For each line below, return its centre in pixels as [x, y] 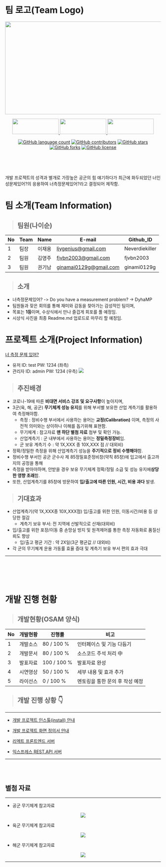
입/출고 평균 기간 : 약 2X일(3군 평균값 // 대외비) [65, 542]
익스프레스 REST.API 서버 [37, 751]
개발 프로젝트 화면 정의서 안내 [41, 730]
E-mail [88, 240]
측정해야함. [28, 413]
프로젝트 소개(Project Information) [74, 340]
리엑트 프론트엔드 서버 [34, 741]
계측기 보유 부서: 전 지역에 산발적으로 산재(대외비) [67, 524]
